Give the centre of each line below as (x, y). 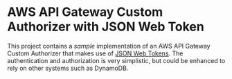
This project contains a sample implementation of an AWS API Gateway (109, 46)
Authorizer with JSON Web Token (106, 27)
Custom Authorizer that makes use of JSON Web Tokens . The (95, 53)
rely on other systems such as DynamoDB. (68, 68)
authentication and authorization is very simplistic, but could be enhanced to (116, 60)
